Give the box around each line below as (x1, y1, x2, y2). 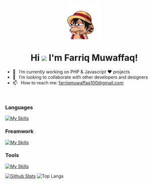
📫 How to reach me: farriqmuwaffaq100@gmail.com (12, 79, 124, 85)
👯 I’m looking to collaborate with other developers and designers (12, 74, 148, 80)
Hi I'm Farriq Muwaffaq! (31, 52, 138, 64)
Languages (5, 104, 34, 111)
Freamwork (5, 128, 34, 135)
